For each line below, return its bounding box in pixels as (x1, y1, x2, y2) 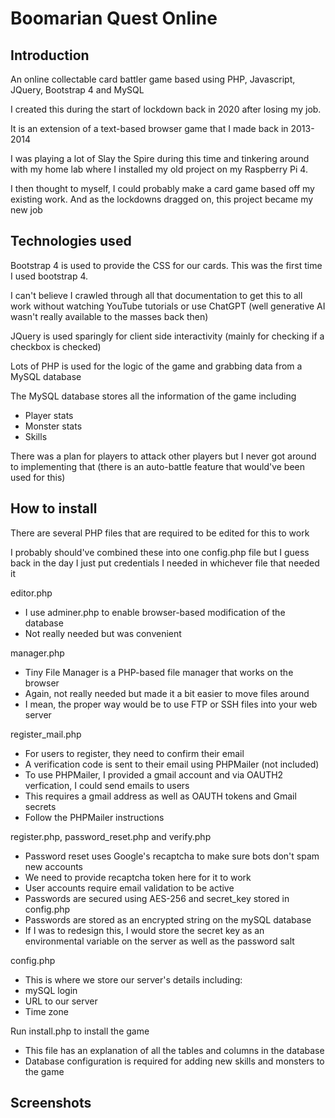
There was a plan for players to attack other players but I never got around (10, 450, 317, 462)
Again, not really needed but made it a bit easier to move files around (24, 687, 310, 699)
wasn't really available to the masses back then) (10, 310, 209, 322)
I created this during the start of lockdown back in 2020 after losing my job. (10, 103, 322, 115)
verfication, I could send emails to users (24, 779, 190, 791)
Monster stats (24, 420, 83, 432)
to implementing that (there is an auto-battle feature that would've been (10, 460, 306, 472)
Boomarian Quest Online (10, 7, 218, 30)
